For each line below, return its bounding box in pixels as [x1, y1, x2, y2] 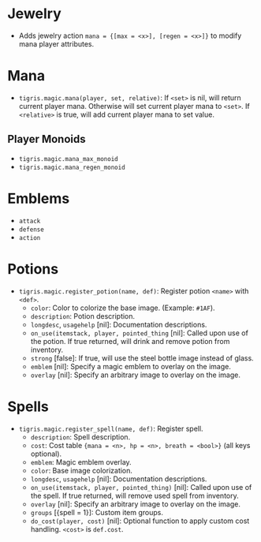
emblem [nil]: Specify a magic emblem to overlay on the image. [30, 361, 232, 371]
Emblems [7, 189, 70, 207]
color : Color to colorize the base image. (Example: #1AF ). [30, 303, 215, 312]
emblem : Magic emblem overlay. [30, 457, 132, 466]
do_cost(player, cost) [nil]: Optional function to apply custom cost [30, 516, 250, 525]
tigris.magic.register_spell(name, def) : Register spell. [18, 424, 203, 433]
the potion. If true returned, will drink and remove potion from [30, 336, 230, 346]
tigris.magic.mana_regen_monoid [18, 163, 125, 171]
